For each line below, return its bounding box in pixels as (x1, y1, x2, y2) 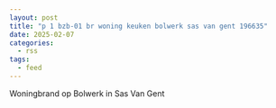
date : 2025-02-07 (9, 30, 75, 39)
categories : (9, 38, 54, 48)
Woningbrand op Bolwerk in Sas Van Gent (9, 87, 165, 99)
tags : (9, 55, 30, 64)
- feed (17, 64, 42, 73)
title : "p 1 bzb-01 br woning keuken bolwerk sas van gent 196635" (9, 22, 269, 31)
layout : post (9, 13, 59, 22)
